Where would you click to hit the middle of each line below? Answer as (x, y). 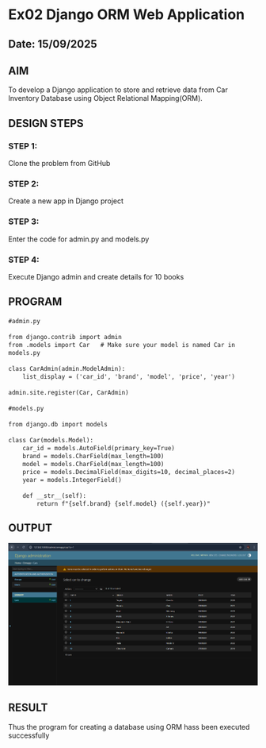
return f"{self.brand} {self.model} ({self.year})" (124, 503)
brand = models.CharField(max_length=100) (93, 456)
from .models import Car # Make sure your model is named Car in (122, 345)
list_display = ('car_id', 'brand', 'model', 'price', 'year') (129, 376)
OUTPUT (30, 528)
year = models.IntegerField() (72, 480)
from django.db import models (58, 424)
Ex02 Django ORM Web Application (127, 15)
